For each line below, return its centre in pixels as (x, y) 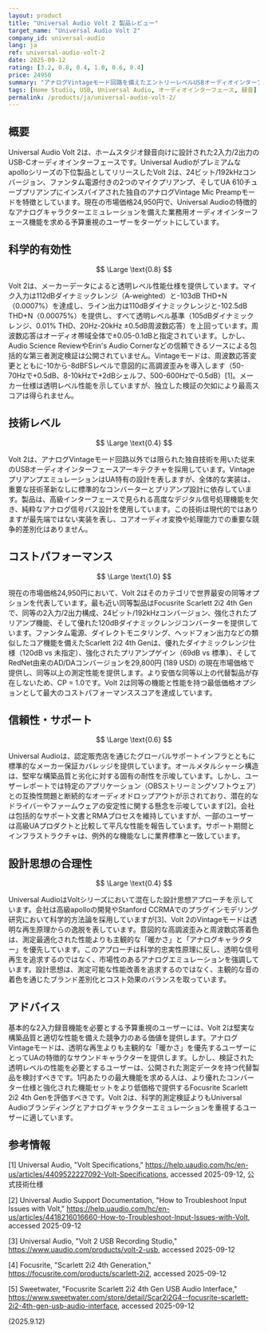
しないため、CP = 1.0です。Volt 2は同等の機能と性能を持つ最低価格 (125, 682)
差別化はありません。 (57, 529)
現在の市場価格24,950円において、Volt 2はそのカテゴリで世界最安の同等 (127, 593)
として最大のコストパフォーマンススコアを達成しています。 (119, 692)
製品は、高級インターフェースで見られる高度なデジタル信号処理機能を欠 (140, 499)
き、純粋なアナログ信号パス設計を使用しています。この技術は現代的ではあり (133, 509)
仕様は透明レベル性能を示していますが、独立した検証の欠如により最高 (137, 385)
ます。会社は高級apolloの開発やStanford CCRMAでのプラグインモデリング (136, 909)
